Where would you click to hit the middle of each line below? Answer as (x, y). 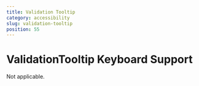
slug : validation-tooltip (39, 23)
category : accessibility (38, 18)
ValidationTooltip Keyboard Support (99, 60)
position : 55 (23, 29)
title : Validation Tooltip (41, 12)
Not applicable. (25, 77)
